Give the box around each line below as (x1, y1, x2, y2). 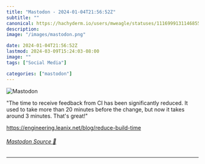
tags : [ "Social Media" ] (6, 59, 67, 66)
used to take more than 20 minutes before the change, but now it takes (6, 105, 185, 113)
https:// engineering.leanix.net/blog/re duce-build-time (6, 124, 142, 131)
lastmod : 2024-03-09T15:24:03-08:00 (6, 48, 99, 55)
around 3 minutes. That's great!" (6, 112, 88, 119)
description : (6, 26, 40, 32)
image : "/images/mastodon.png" (6, 32, 86, 38)
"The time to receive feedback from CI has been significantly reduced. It (6, 99, 188, 107)
